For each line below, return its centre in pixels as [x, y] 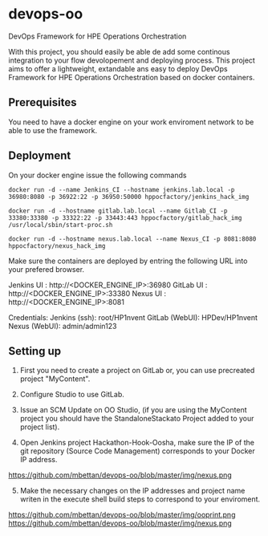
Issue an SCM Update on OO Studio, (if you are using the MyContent [133, 410]
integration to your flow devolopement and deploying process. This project [132, 60]
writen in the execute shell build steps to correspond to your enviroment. [140, 499]
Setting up [35, 351]
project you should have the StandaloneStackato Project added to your [137, 419]
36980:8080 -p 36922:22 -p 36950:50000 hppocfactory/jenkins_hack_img [129, 197]
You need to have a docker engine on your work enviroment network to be [131, 122]
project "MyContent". [55, 379]
